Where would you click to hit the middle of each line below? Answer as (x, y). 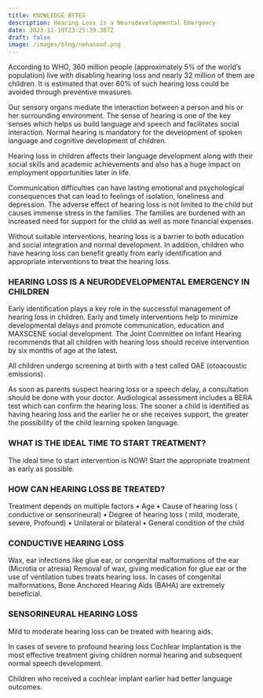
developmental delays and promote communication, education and (116, 325)
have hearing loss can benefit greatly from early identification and (115, 253)
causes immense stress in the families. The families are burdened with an (127, 213)
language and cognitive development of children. (88, 141)
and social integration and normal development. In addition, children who (126, 245)
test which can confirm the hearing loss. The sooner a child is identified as (129, 406)
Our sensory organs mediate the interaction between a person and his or (126, 108)
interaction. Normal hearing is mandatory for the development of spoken (125, 132)
